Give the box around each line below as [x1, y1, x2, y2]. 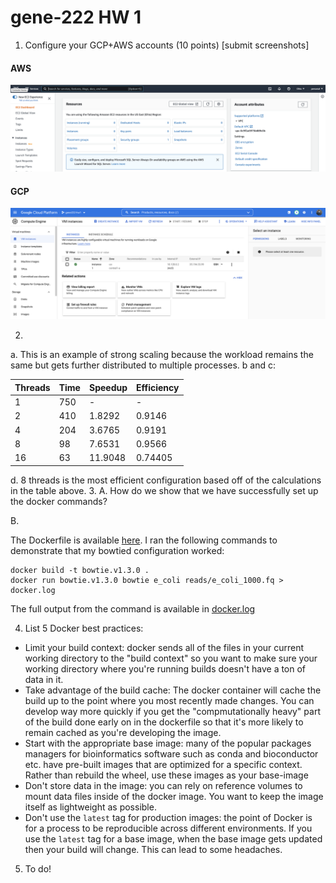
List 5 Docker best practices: [24, 622, 144, 634]
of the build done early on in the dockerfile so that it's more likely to [24, 716, 304, 728]
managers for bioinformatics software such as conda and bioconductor [24, 747, 319, 760]
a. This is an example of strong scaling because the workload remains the [10, 349, 314, 361]
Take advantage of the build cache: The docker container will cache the [24, 684, 322, 696]
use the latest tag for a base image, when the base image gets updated [24, 832, 323, 845]
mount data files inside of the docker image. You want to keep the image [24, 790, 324, 802]
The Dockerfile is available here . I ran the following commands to [10, 534, 278, 546]
